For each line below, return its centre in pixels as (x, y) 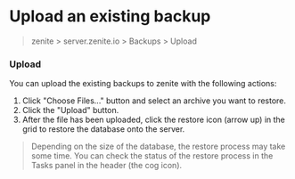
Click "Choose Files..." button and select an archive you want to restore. (154, 101)
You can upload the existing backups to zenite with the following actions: (143, 84)
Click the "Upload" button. (70, 110)
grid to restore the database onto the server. (103, 129)
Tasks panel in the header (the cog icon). (107, 166)
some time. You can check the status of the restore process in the (152, 156)
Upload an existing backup (110, 16)
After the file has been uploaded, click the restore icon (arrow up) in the (153, 120)
